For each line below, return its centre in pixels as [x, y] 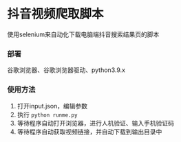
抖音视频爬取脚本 [56, 14]
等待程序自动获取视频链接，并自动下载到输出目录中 [89, 132]
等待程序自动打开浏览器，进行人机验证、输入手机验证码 [95, 123]
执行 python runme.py [47, 115]
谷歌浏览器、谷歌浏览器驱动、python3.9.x [66, 70]
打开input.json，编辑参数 [52, 106]
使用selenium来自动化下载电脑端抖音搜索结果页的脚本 [83, 34]
